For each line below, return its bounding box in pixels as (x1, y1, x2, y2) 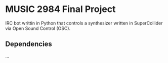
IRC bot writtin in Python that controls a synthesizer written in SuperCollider (5, 20, 163, 26)
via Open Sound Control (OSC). (5, 25, 71, 31)
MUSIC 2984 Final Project (5, 3, 116, 15)
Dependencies (5, 40, 52, 48)
